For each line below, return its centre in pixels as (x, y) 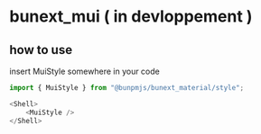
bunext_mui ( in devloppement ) (131, 17)
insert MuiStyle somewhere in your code (84, 71)
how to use (41, 50)
